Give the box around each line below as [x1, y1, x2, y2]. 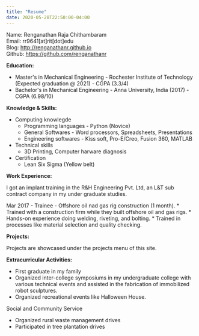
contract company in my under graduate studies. [6, 190, 127, 197]
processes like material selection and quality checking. [6, 221, 142, 228]
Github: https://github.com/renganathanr [6, 50, 107, 57]
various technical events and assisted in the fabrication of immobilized [14, 280, 190, 287]
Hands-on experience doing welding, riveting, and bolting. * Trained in [6, 215, 181, 222]
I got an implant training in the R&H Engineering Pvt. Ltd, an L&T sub [6, 184, 174, 191]
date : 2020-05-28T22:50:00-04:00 [6, 14, 90, 20]
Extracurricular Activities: [6, 256, 73, 263]
